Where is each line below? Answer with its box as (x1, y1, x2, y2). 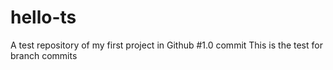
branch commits (10, 49, 78, 61)
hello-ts (10, 6, 77, 29)
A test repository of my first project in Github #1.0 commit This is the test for (10, 39, 323, 51)
